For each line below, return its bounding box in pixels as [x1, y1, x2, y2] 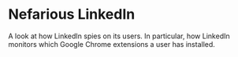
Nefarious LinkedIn [8, 5, 136, 23]
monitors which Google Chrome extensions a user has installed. [8, 39, 215, 48]
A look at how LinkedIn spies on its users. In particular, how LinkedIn [8, 31, 230, 41]
